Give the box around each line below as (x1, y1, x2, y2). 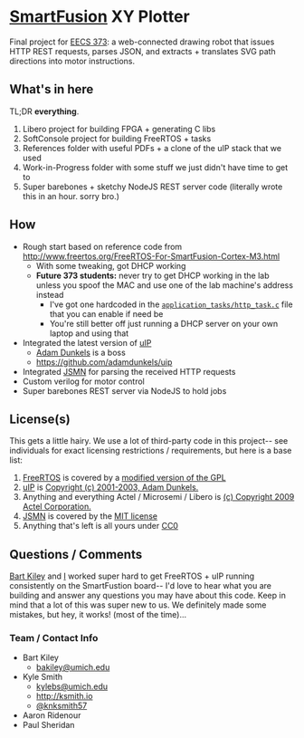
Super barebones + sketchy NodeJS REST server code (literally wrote (22, 181, 283, 192)
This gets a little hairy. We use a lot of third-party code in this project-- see (9, 436, 289, 446)
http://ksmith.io (35, 691, 93, 702)
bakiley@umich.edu (35, 662, 110, 673)
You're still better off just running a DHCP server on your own (49, 318, 279, 329)
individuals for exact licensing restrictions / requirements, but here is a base (9, 446, 292, 456)
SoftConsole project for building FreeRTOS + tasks (22, 133, 212, 144)
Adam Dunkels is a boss (35, 347, 127, 358)
